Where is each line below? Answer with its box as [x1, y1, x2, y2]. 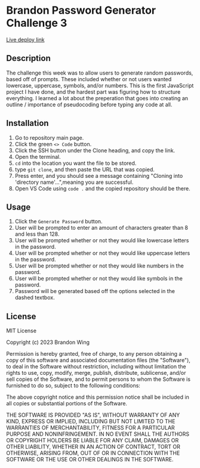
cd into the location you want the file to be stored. [14, 159, 137, 167]
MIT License [6, 327, 37, 334]
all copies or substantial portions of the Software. [6, 400, 127, 407]
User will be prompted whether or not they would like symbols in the [14, 275, 183, 282]
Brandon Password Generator [6, 4, 156, 17]
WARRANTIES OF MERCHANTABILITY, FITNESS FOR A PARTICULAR [6, 424, 175, 432]
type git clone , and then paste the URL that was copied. [14, 165, 155, 173]
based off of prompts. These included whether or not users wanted [6, 75, 172, 82]
